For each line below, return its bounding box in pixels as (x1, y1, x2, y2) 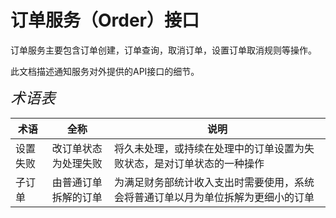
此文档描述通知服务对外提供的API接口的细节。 (10, 65, 200, 77)
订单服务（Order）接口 (10, 9, 200, 32)
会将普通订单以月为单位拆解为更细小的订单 (114, 190, 315, 204)
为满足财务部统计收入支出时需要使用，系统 (114, 175, 315, 189)
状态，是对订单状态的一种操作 (124, 156, 265, 170)
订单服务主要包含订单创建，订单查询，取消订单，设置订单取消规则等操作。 (10, 44, 317, 56)
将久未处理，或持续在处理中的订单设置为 (114, 141, 305, 155)
